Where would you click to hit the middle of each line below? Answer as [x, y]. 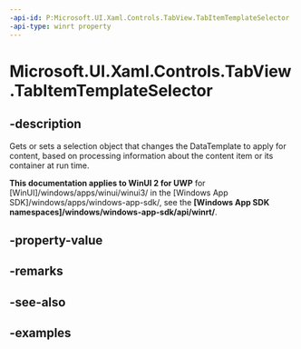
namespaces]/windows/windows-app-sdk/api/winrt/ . [113, 212]
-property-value [56, 240]
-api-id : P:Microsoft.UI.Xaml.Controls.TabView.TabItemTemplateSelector [150, 18]
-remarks [36, 271]
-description [45, 124]
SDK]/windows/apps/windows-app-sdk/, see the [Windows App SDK [140, 202]
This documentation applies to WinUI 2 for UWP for [107, 183]
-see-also [38, 302]
